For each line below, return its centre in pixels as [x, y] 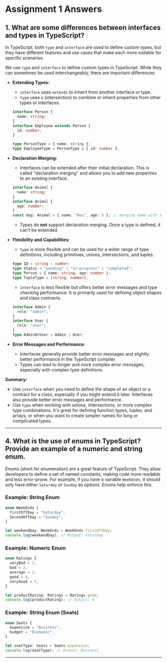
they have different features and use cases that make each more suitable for [83, 53]
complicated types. [32, 421]
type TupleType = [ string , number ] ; [50, 277]
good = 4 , [20, 577]
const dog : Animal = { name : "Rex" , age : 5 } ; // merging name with [85, 215]
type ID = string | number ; [42, 264]
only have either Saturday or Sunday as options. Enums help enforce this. [79, 485]
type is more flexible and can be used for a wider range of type [84, 250]
